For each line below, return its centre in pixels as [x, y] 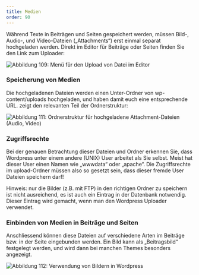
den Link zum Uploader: [36, 53]
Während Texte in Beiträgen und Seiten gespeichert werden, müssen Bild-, [97, 34]
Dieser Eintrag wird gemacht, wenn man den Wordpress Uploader [87, 201]
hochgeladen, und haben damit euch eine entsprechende [118, 99]
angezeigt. [19, 255]
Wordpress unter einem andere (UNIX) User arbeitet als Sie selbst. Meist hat [99, 158]
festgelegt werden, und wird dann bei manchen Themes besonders [89, 248]
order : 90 [18, 17]
